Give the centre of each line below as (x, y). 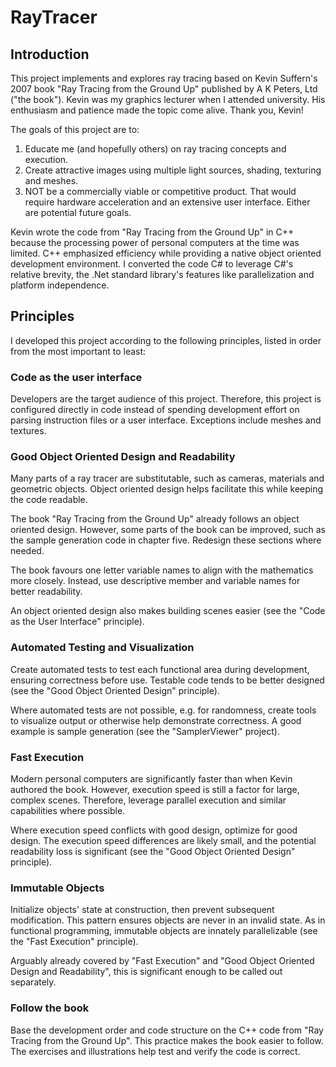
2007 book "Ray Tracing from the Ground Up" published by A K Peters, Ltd (164, 89)
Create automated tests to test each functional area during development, (160, 669)
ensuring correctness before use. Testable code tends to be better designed (167, 680)
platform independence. (60, 285)
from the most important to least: (78, 351)
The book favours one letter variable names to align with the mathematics (162, 570)
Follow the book (50, 1008)
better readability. (46, 592)
